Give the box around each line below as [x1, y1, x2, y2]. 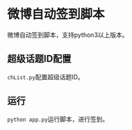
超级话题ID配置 [7, 53, 72, 65]
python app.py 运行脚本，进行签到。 [7, 115, 109, 123]
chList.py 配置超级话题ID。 [7, 72, 85, 81]
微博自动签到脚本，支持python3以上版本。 [7, 31, 129, 39]
